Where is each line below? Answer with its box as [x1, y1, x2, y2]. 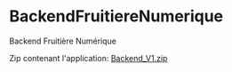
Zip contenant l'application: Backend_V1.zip [9, 52, 168, 63]
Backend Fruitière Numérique [9, 36, 117, 46]
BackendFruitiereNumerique [9, 6, 224, 27]
